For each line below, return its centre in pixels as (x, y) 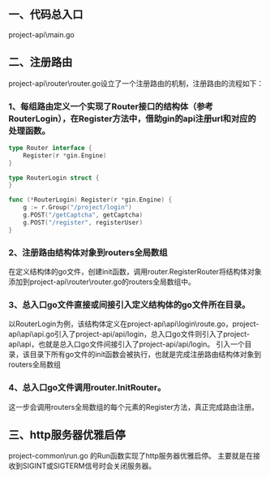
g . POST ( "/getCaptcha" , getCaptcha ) (83, 215)
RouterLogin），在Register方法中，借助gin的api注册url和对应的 (133, 118)
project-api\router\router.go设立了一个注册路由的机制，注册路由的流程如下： (136, 83)
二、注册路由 (41, 62)
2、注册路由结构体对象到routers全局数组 (88, 252)
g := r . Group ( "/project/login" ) (77, 208)
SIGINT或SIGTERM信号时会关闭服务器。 (89, 466)
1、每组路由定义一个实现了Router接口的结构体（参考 (111, 106)
